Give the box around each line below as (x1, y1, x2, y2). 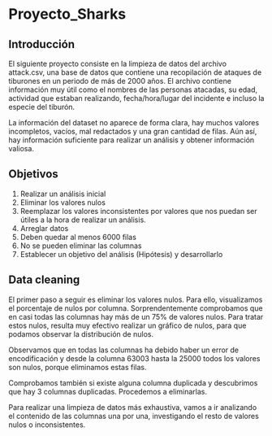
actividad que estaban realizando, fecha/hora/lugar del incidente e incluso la (8, 94, 265, 102)
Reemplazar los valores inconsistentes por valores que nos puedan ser (19, 206, 257, 216)
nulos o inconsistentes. (8, 420, 86, 429)
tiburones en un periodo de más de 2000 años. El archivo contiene (8, 76, 231, 85)
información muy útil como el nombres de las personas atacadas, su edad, (8, 85, 258, 94)
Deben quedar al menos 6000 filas (19, 232, 136, 242)
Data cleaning (8, 273, 80, 287)
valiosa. (8, 144, 35, 153)
